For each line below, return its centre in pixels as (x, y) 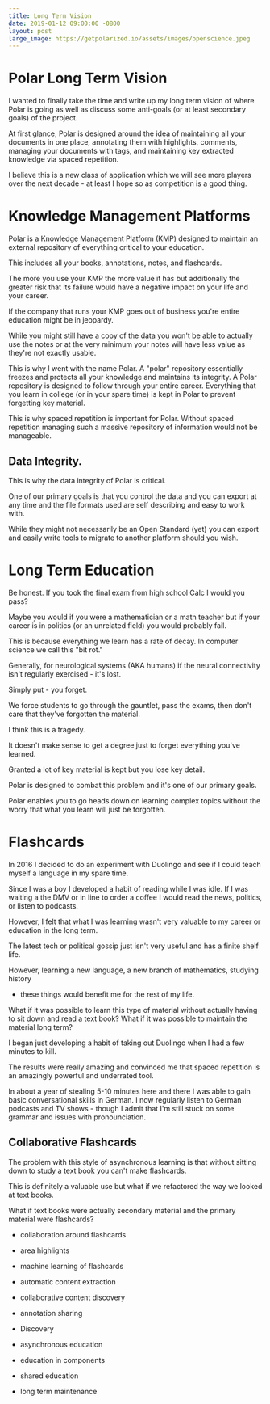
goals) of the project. (43, 118)
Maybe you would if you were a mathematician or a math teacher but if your (134, 617)
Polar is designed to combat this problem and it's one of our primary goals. (133, 785)
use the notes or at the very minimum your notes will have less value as (127, 344)
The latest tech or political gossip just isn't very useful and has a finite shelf (134, 946)
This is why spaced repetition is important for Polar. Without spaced (121, 419)
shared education (49, 1376)
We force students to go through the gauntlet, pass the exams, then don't (130, 705)
